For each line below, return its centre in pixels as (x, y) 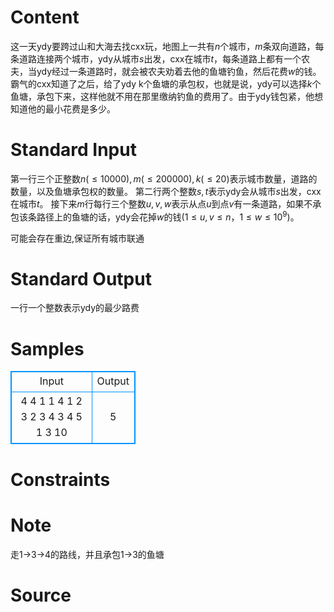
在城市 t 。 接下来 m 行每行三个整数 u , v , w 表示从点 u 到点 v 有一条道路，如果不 (161, 203)
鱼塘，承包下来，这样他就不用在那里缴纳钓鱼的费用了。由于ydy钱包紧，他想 (167, 96)
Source (41, 595)
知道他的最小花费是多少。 (63, 108)
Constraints (60, 479)
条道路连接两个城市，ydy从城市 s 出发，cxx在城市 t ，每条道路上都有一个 (156, 58)
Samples (47, 348)
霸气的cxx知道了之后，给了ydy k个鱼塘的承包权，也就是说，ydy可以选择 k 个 (166, 83)
